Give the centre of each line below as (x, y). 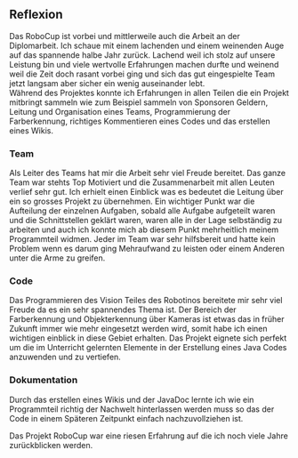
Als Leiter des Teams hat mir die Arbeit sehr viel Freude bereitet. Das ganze (148, 173)
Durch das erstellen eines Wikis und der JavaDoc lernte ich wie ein (132, 399)
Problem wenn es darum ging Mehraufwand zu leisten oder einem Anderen (147, 249)
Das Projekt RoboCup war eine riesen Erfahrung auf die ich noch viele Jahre (149, 436)
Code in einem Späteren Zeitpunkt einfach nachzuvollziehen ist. (126, 418)
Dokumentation (44, 380)
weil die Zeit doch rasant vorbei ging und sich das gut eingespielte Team (142, 74)
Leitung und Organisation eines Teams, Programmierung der (120, 111)
